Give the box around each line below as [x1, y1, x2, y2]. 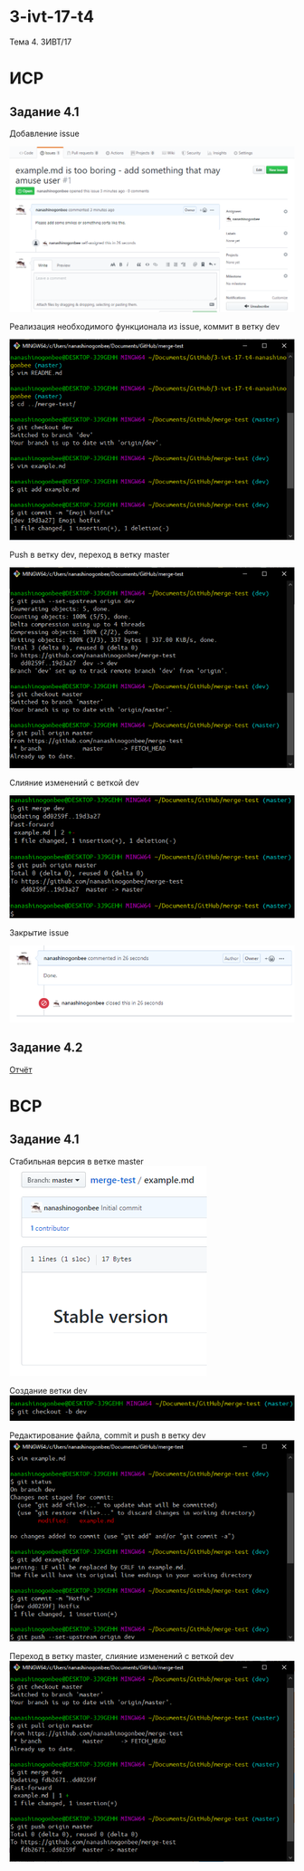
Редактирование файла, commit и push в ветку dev [9, 1430, 206, 1441]
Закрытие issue [9, 926, 70, 938]
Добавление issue [9, 128, 80, 139]
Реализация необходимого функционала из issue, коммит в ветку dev [9, 321, 280, 331]
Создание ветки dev [9, 1385, 88, 1396]
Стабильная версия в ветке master [9, 1156, 144, 1166]
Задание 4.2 [9, 1040, 83, 1056]
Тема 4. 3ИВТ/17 [9, 36, 72, 47]
